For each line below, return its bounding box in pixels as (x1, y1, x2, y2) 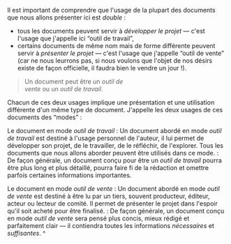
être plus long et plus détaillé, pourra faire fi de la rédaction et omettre (7, 164, 209, 171)
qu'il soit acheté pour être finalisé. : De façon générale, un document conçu (7, 207, 225, 215)
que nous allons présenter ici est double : (7, 13, 126, 22)
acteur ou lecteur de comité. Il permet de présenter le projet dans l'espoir (7, 199, 218, 208)
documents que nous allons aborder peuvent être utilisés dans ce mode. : (7, 149, 219, 157)
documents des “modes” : (7, 113, 82, 121)
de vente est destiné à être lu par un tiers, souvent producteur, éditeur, (7, 192, 210, 200)
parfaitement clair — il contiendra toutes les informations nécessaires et (7, 222, 214, 229)
